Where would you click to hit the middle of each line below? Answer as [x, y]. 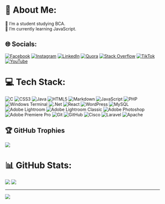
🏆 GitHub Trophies [35, 131]
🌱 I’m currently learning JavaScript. [41, 28]
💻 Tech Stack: [35, 82]
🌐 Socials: [21, 44]
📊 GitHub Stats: [39, 165]
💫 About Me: [31, 10]
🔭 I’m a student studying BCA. [35, 24]
